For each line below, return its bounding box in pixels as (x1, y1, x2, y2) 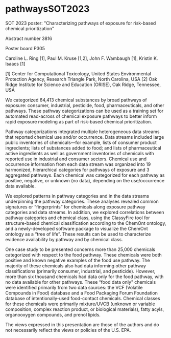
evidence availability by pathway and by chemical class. (5, 236, 124, 242)
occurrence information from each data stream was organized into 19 (5, 161, 151, 167)
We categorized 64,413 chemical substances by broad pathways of (5, 97, 147, 103)
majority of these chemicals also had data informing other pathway (5, 262, 146, 269)
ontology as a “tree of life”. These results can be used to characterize (5, 231, 151, 237)
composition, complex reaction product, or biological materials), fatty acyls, (5, 306, 164, 312)
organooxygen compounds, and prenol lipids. (5, 311, 101, 318)
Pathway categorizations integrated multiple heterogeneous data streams (5, 129, 160, 135)
